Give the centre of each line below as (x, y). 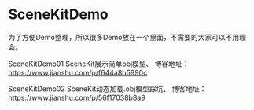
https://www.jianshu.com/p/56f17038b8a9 (77, 97)
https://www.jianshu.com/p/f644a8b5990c (78, 72)
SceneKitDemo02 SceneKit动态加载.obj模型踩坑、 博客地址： (107, 89)
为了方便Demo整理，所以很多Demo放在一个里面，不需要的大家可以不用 (124, 37)
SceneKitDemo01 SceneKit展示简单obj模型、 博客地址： (99, 64)
